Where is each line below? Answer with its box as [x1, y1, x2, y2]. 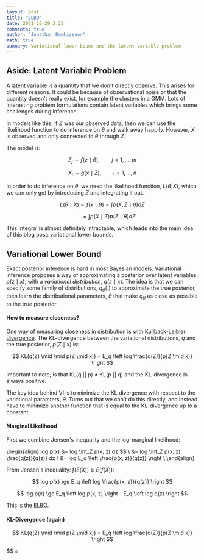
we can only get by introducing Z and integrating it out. [6, 189, 144, 196]
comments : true [6, 26, 45, 32]
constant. [6, 408, 30, 415]
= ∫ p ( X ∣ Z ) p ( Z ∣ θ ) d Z [83, 213, 136, 220]
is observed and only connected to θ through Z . [6, 132, 126, 140]
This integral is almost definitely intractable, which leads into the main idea [6, 224, 194, 232]
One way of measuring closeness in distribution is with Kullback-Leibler [6, 328, 186, 335]
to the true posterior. [6, 300, 58, 307]
